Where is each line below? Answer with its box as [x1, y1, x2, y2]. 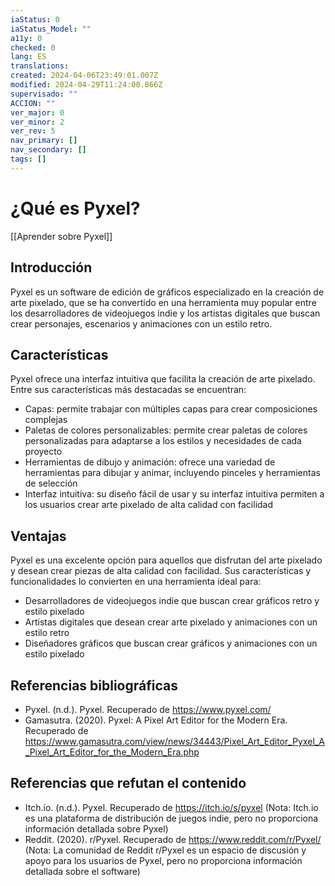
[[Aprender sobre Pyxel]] [10, 230, 113, 242]
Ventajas [10, 527, 67, 545]
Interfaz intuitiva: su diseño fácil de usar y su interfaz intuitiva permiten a [24, 488, 325, 500]
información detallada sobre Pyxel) [24, 822, 169, 835]
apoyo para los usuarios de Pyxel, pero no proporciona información [24, 854, 303, 866]
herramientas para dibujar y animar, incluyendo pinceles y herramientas [24, 467, 321, 479]
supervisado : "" [10, 89, 78, 99]
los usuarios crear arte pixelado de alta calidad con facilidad [24, 499, 274, 511]
